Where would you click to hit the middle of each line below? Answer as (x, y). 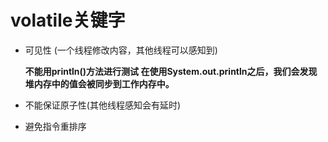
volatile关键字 (68, 20)
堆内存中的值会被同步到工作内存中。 (99, 83)
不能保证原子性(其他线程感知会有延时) (103, 105)
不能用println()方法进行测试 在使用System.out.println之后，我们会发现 (171, 71)
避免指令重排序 (55, 126)
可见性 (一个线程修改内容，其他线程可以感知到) (121, 50)
